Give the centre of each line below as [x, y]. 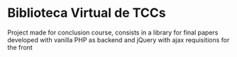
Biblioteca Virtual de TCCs [87, 13]
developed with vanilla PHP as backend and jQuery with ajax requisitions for [118, 39]
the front [20, 47]
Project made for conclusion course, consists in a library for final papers [113, 32]
